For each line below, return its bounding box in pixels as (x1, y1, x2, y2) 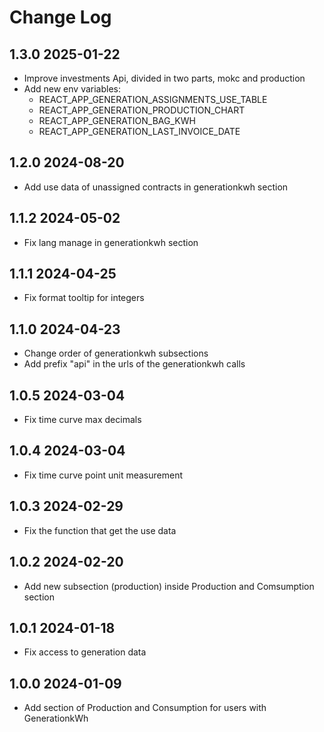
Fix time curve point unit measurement (23, 469, 183, 481)
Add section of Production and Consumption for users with (23, 702, 267, 714)
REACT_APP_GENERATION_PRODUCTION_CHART (38, 104, 246, 116)
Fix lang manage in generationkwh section (23, 236, 199, 248)
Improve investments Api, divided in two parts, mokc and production (23, 72, 306, 84)
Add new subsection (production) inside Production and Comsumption (23, 580, 315, 592)
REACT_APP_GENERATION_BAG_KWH (38, 115, 196, 126)
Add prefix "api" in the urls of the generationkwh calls (23, 358, 246, 370)
